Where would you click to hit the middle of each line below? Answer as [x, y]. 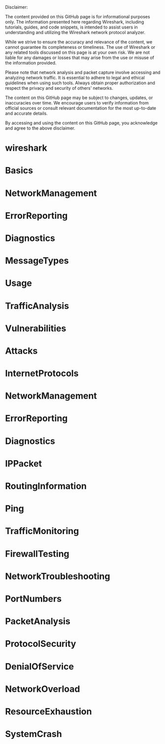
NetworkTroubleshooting [58, 576]
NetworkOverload [43, 689]
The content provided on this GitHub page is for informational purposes [78, 17]
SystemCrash [34, 734]
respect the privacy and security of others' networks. [59, 88]
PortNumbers [33, 599]
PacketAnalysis [38, 622]
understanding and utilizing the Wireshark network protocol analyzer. [75, 32]
